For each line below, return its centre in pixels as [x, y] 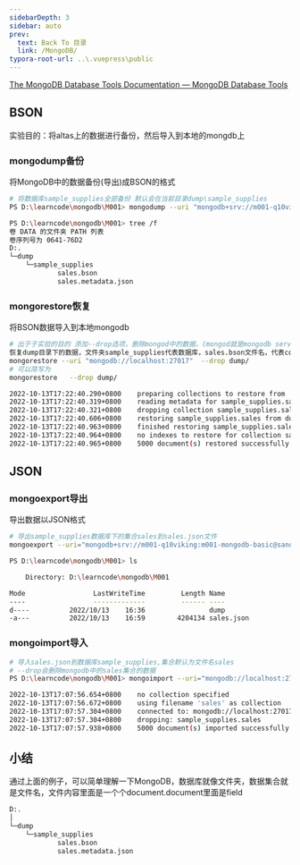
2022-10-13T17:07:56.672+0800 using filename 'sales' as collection [145, 703]
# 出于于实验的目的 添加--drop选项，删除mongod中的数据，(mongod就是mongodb [141, 344]
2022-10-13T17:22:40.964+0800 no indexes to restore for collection [145, 435]
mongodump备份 [47, 160]
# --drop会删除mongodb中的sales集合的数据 [83, 670]
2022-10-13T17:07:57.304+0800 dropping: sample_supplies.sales [135, 720]
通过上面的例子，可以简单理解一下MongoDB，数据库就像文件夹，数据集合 [145, 781]
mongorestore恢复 [50, 306]
